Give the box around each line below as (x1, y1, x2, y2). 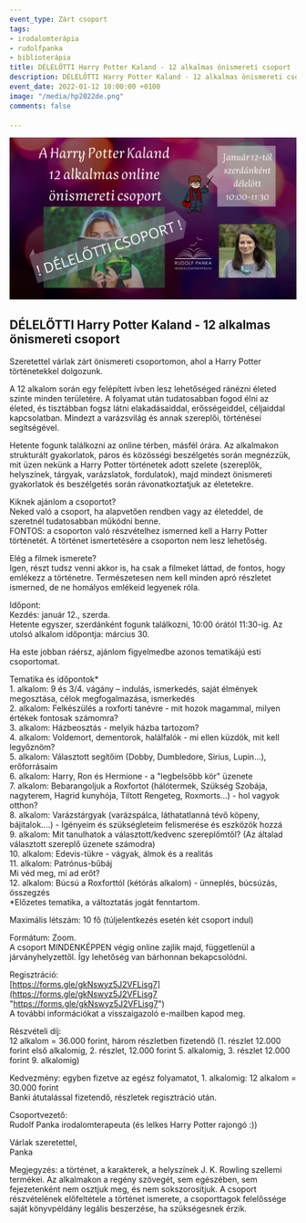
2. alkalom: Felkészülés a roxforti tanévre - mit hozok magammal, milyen (9, 703, 280, 714)
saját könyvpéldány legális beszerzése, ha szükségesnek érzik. (9, 1203, 248, 1214)
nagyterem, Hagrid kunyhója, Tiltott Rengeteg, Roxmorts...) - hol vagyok (9, 789, 280, 800)
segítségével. (9, 422, 60, 433)
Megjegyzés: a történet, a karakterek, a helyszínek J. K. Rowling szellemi (9, 1164, 282, 1175)
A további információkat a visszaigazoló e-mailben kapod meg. (9, 1008, 246, 1019)
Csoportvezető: (9, 1109, 68, 1120)
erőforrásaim (9, 760, 58, 771)
